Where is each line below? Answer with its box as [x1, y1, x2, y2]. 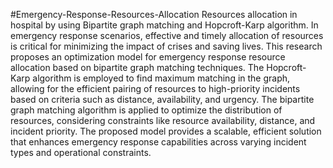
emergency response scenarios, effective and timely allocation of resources [10, 30, 324, 41]
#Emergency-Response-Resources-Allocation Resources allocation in [10, 9, 298, 20]
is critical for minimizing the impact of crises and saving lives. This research [10, 40, 323, 52]
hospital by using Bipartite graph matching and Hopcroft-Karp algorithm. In [10, 19, 319, 31]
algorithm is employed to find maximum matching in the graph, [32, 72, 291, 84]
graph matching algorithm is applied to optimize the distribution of [10, 104, 283, 116]
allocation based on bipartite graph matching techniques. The [10, 62, 265, 73]
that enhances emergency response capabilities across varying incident [10, 136, 307, 148]
